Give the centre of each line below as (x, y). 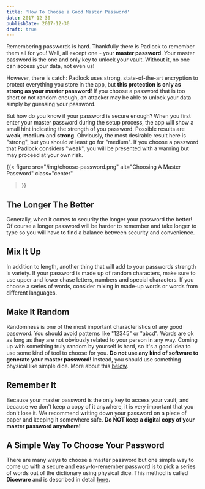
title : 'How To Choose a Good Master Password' (68, 12)
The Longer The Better (50, 205)
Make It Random (38, 312)
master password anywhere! (44, 426)
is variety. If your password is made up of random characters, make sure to (101, 273)
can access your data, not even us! (50, 66)
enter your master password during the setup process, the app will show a (100, 123)
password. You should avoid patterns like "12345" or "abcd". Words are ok (100, 333)
